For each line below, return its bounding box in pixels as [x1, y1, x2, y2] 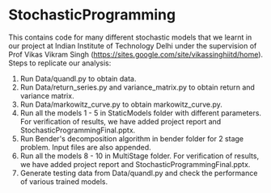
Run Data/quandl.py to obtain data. [19, 73, 137, 83]
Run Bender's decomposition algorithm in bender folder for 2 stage [19, 133, 244, 143]
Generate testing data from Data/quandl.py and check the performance [19, 168, 258, 178]
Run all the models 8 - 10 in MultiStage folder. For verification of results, [19, 151, 260, 161]
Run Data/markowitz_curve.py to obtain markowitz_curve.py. [19, 99, 222, 109]
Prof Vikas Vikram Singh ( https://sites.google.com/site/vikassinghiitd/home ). [8, 49, 264, 59]
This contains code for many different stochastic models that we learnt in [8, 32, 252, 42]
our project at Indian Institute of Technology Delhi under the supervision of [8, 40, 257, 50]
